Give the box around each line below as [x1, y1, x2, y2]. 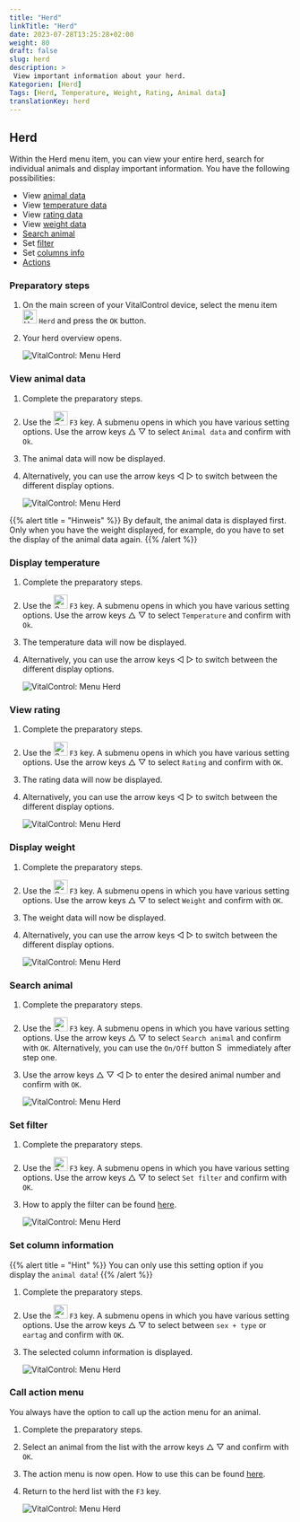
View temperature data [21, 199, 107, 211]
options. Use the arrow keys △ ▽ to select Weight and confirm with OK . [21, 894, 284, 905]
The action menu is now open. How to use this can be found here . [21, 1468, 266, 1479]
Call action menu [9, 1386, 85, 1399]
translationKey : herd [9, 96, 90, 106]
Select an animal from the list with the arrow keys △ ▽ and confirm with [21, 1441, 289, 1452]
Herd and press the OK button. [39, 315, 147, 326]
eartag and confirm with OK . [21, 1329, 124, 1340]
